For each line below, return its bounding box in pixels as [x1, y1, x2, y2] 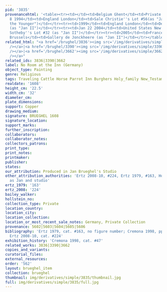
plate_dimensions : [5, 100, 43, 105]
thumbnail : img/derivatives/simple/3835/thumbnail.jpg [5, 275, 121, 280]
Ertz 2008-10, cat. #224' [9, 233, 64, 238]
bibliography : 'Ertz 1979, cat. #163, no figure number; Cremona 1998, [5, 229, 157, 234]
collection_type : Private [5, 201, 59, 206]
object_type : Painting [5, 68, 52, 73]
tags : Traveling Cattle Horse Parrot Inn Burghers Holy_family [5, 76, 139, 81]
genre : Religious [5, 72, 41, 77]
